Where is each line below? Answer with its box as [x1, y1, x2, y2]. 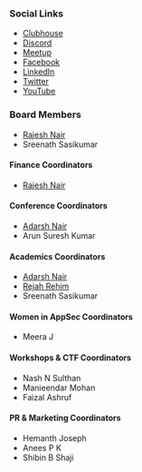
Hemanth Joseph [22, 432, 88, 443]
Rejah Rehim [22, 280, 70, 292]
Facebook [22, 57, 61, 68]
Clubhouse [22, 28, 63, 39]
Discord [22, 37, 52, 48]
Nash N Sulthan [22, 372, 81, 383]
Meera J [22, 331, 54, 342]
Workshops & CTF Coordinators [9, 352, 132, 363]
